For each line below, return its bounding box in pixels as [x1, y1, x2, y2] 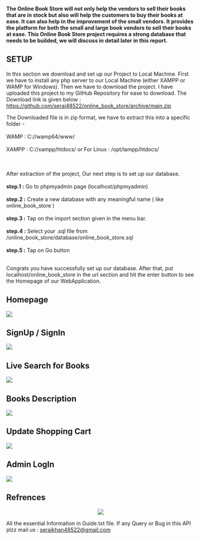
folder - [6, 120, 25, 127]
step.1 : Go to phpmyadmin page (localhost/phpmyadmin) [6, 182, 149, 190]
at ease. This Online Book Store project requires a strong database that [6, 31, 186, 38]
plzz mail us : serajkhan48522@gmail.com [6, 526, 111, 533]
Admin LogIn [6, 459, 55, 470]
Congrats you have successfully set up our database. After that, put [6, 264, 174, 272]
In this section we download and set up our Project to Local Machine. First [6, 70, 189, 77]
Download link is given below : [6, 95, 81, 103]
